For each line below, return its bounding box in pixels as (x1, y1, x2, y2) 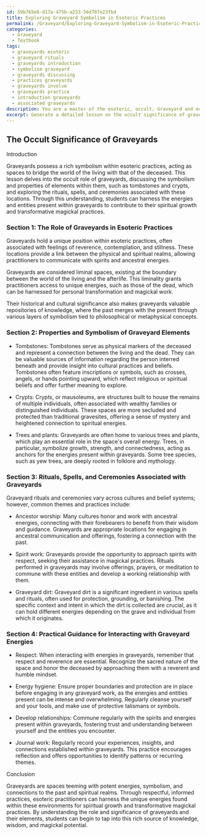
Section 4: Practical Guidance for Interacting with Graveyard (6, 630, 190, 638)
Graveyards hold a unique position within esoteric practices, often (6, 237, 173, 245)
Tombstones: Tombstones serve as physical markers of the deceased (15, 342, 191, 349)
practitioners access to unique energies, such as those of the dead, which (6, 281, 194, 289)
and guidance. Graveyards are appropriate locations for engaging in (15, 525, 187, 533)
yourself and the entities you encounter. (15, 727, 116, 734)
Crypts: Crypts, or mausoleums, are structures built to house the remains (15, 393, 200, 400)
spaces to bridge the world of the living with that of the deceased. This (6, 169, 186, 177)
